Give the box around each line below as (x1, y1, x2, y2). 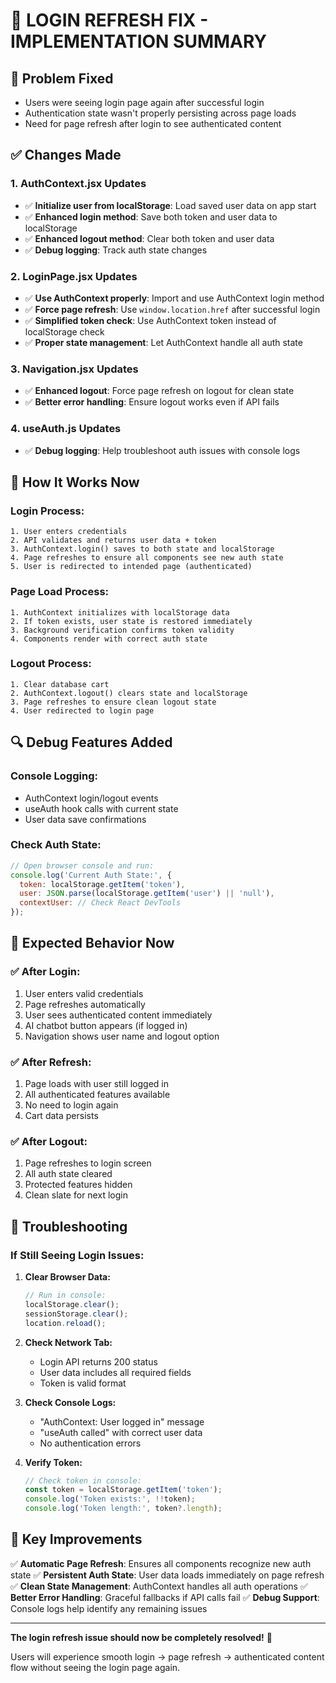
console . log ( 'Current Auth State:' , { (10, 870, 172, 880)
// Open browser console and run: (10, 860, 155, 871)
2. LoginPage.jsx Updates (10, 269, 138, 283)
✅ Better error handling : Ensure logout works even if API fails (24, 396, 280, 408)
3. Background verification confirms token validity (10, 625, 235, 635)
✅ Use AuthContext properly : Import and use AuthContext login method (24, 292, 325, 304)
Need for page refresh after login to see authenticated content (24, 118, 282, 129)
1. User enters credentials (10, 527, 128, 537)
